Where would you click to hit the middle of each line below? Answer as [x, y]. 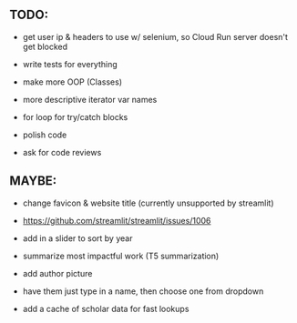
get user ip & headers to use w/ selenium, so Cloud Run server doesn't [155, 36]
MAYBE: [33, 181]
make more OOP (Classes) [72, 82]
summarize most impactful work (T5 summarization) [121, 256]
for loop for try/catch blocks [75, 116]
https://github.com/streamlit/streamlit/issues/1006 [117, 220]
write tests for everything [70, 64]
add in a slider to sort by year [77, 238]
